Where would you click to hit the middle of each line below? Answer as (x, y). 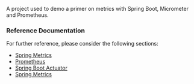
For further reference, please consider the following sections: (82, 44)
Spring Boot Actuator (41, 68)
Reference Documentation (46, 31)
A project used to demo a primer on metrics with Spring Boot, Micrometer (97, 9)
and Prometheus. (28, 15)
